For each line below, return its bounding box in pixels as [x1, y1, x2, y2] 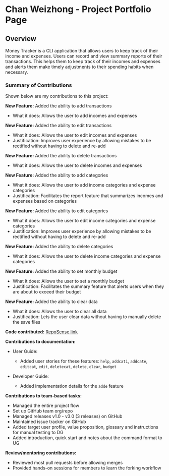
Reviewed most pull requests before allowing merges [12, 460, 123, 466]
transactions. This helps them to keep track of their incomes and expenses [5, 58, 160, 64]
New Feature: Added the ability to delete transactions [5, 153, 117, 159]
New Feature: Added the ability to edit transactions [5, 123, 112, 129]
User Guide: [12, 348, 38, 354]
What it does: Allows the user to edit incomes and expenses [12, 132, 137, 138]
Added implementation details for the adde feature [20, 383, 124, 389]
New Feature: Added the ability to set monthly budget [5, 268, 118, 274]
